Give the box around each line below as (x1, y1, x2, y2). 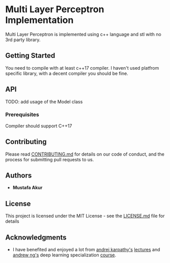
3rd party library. (5, 37, 41, 43)
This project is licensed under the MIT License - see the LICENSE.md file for (5, 213, 165, 219)
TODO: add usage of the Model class (5, 98, 83, 105)
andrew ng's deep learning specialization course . (12, 252, 117, 258)
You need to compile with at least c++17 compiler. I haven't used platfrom (5, 65, 159, 71)
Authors (5, 171, 32, 180)
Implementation (5, 14, 74, 26)
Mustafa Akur (12, 185, 43, 191)
